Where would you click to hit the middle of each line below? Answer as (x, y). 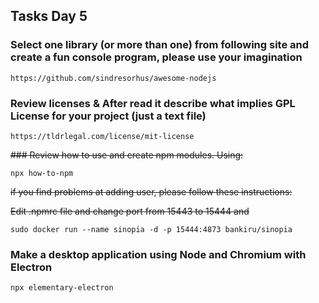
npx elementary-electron (62, 288)
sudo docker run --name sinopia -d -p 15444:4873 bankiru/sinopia (151, 229)
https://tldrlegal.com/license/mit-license (102, 136)
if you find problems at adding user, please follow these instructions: (151, 191)
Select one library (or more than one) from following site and (160, 45)
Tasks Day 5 (49, 16)
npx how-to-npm (42, 173)
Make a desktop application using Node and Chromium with (158, 254)
